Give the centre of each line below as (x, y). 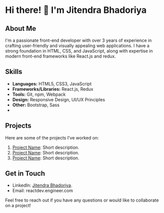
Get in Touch (25, 174)
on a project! (18, 206)
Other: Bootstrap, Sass (36, 105)
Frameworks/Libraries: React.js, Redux (53, 89)
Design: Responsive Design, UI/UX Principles (59, 99)
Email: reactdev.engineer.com (43, 191)
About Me (21, 29)
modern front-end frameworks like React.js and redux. (61, 56)
